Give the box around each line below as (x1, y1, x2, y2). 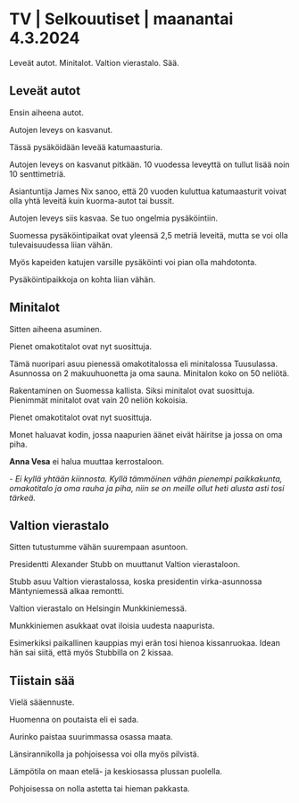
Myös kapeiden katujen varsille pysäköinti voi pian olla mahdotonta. (9, 256, 257, 267)
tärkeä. (9, 492, 36, 503)
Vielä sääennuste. (9, 697, 75, 707)
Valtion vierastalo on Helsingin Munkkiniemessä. (9, 603, 187, 614)
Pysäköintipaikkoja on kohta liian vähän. (9, 273, 156, 285)
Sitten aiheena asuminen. (9, 323, 103, 334)
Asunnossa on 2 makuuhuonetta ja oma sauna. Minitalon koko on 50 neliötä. (9, 367, 290, 379)
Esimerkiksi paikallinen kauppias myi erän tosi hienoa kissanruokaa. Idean (9, 638, 281, 648)
